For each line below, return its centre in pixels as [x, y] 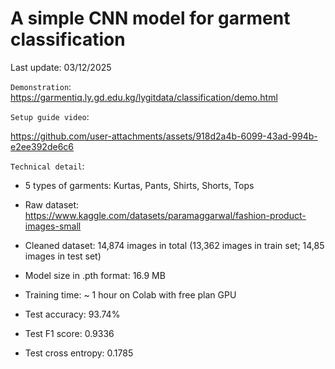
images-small [53, 226]
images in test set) [63, 256]
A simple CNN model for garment [150, 18]
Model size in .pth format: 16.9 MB [95, 275]
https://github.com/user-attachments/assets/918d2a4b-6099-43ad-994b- [164, 136]
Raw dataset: [52, 204]
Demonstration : [41, 86]
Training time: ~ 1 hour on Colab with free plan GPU [130, 294]
